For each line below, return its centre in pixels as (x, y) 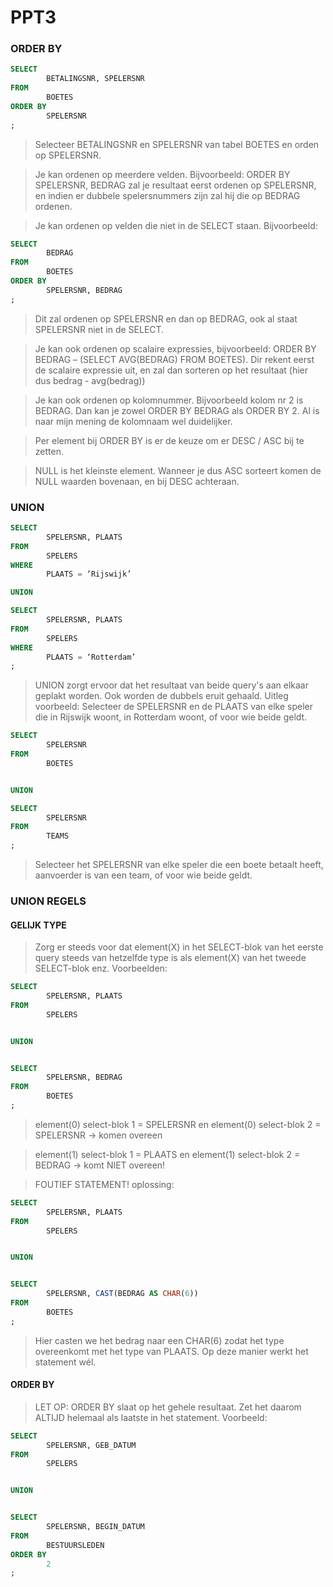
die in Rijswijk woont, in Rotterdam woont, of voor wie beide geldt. (171, 717)
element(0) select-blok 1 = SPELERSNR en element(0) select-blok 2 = (178, 1124)
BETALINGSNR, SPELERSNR (95, 79)
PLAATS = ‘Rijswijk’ (89, 574)
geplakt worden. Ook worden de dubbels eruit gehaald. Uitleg (161, 696)
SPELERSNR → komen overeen (98, 1135)
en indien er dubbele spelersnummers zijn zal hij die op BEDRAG (167, 195)
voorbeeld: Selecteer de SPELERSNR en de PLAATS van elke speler (174, 707)
